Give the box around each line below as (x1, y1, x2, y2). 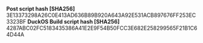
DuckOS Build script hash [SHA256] (27, 18, 120, 25)
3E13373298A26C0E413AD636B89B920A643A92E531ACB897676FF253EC (6, 12, 196, 19)
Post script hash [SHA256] (6, 5, 75, 12)
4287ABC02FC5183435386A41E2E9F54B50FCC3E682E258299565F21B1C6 (6, 24, 198, 31)
